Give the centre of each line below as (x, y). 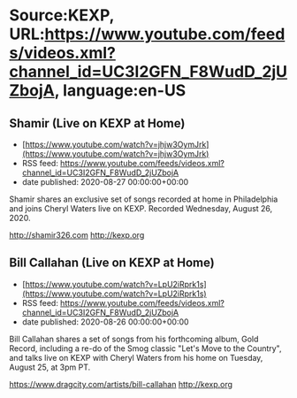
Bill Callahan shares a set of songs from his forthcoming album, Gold (134, 339)
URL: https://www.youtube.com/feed (147, 34)
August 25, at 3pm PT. (50, 367)
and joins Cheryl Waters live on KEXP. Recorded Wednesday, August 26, (141, 208)
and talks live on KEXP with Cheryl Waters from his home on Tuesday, (136, 357)
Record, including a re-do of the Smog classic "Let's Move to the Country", (145, 348)
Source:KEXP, (62, 15)
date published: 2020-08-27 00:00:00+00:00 (105, 182)
